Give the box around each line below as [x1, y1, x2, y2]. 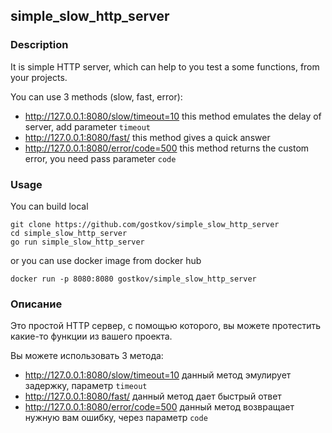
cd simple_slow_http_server [10, 228, 128, 238]
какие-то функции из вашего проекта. [10, 330, 173, 343]
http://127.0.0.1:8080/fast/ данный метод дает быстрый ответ [24, 390, 282, 403]
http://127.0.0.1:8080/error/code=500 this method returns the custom [24, 142, 310, 154]
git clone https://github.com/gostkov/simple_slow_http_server [10, 219, 280, 229]
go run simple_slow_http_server [10, 237, 145, 247]
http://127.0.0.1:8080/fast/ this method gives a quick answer [24, 131, 271, 143]
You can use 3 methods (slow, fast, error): [10, 90, 183, 103]
